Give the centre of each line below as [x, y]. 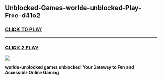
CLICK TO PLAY [24, 30]
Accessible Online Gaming [32, 72]
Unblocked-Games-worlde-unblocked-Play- [73, 8]
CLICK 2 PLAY [22, 48]
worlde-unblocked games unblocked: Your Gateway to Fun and [69, 67]
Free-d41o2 [23, 16]
